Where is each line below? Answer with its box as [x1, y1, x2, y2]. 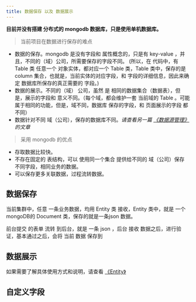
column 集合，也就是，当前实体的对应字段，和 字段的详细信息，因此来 [14, 72, 184, 79]
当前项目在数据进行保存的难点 [20, 37, 92, 44]
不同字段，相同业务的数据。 [14, 163, 82, 170]
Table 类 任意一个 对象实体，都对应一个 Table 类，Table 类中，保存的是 [14, 65, 186, 72]
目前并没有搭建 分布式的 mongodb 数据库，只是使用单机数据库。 [6, 25, 162, 32]
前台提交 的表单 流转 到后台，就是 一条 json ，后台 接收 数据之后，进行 [6, 225, 177, 232]
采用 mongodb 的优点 [20, 136, 73, 143]
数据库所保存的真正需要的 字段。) [21, 80, 99, 87]
